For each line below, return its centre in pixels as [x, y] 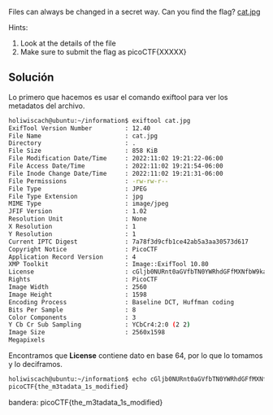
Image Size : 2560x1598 [87, 333]
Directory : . [72, 143]
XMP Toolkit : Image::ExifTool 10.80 [108, 264]
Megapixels [27, 340]
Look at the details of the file [68, 43]
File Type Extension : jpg [76, 196]
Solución [31, 78]
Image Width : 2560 [78, 287]
